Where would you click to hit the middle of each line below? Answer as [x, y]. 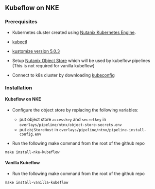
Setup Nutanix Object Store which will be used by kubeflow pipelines [81, 61]
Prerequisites [21, 22]
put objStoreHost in [39, 129]
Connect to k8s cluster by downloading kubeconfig [63, 75]
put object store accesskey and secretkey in [63, 119]
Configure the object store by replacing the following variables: [75, 110]
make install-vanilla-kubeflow [37, 183]
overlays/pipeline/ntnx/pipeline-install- [103, 130]
